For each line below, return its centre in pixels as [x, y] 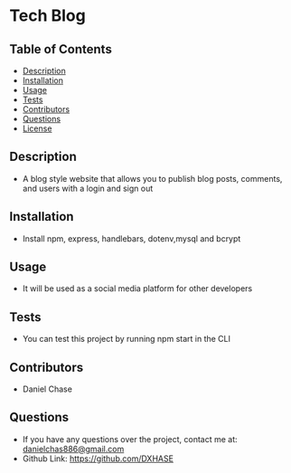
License [37, 128]
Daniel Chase [47, 389]
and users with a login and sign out [88, 188]
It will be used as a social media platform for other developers [137, 289]
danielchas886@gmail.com [73, 449]
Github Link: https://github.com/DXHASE [98, 459]
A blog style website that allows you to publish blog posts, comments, [152, 178]
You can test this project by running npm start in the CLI [126, 339]
